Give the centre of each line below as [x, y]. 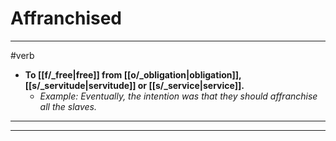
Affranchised [66, 18]
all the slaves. [68, 106]
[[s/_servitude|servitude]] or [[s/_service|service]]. [134, 85]
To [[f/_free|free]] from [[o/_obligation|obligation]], [133, 74]
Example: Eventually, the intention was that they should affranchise [178, 96]
